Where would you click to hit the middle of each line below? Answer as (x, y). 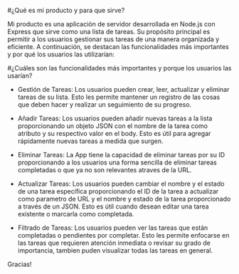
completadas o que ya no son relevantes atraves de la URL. (105, 170)
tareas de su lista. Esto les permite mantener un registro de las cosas (119, 97)
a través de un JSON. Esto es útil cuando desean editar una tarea (113, 206)
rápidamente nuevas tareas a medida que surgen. (90, 141)
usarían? (20, 75)
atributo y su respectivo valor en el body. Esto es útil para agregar (114, 133)
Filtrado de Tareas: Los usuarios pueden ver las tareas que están (113, 228)
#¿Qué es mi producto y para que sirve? (66, 10)
